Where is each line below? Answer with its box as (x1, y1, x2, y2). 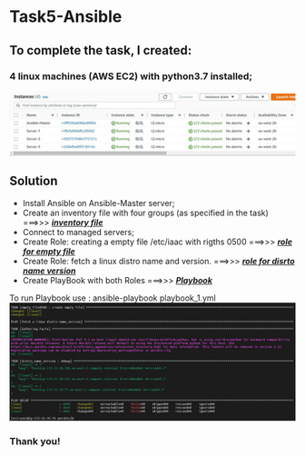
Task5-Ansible (9, 6, 123, 27)
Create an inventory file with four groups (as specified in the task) (22, 207, 270, 218)
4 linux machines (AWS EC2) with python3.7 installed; (9, 70, 252, 83)
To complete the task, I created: (9, 43, 192, 58)
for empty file (22, 245, 75, 256)
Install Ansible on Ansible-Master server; (22, 197, 175, 208)
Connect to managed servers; (22, 226, 134, 237)
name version (22, 265, 76, 276)
